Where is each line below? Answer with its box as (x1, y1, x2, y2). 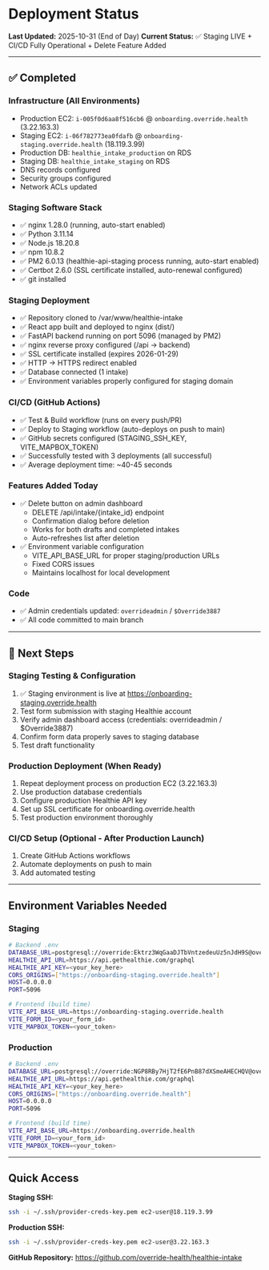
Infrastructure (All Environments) (8, 96, 140, 107)
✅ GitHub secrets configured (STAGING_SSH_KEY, (19, 433, 187, 442)
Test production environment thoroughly (19, 812, 154, 823)
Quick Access (8, 1171, 79, 1185)
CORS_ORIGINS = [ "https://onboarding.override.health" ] (8, 1089, 192, 1098)
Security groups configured (19, 173, 111, 183)
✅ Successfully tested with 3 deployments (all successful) (19, 450, 212, 460)
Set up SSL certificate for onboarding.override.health (19, 804, 195, 814)
